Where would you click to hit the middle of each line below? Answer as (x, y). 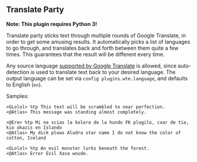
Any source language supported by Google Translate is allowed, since (91, 66)
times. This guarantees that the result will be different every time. (85, 54)
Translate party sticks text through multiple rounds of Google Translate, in (96, 35)
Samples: (17, 96)
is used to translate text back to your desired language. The (103, 72)
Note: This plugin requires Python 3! (52, 24)
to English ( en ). (24, 85)
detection (18, 72)
